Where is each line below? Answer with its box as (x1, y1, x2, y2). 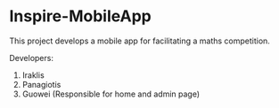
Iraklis (21, 69, 45, 81)
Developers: (9, 52, 53, 63)
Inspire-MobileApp (9, 6, 152, 27)
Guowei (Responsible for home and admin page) (21, 89, 201, 99)
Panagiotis (21, 79, 62, 89)
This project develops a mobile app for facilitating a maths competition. (9, 35, 270, 46)
